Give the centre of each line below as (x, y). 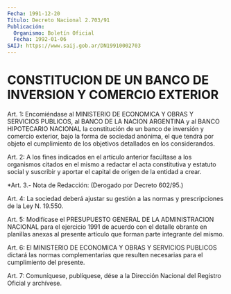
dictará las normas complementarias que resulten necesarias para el (105, 254)
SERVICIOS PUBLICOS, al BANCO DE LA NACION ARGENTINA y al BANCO (113, 121)
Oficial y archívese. (35, 283)
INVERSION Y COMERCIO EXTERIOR (113, 95)
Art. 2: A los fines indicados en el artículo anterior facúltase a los (100, 157)
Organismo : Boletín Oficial (54, 33)
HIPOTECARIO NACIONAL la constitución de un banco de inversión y (106, 128)
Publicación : (26, 26)
